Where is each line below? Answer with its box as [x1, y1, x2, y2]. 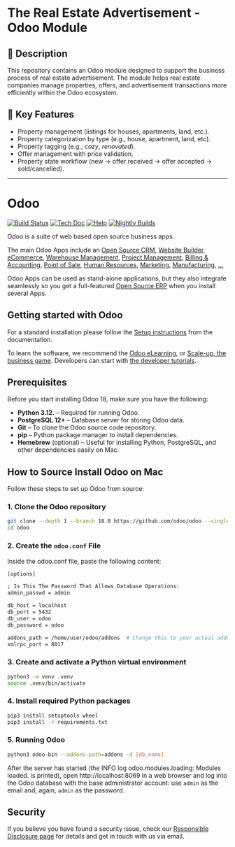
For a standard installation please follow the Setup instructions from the [7, 327, 213, 336]
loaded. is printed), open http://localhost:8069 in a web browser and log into [7, 771, 227, 779]
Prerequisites [7, 376, 67, 388]
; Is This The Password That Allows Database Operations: [7, 583, 180, 590]
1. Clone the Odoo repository [7, 502, 106, 512]
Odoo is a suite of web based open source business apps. [7, 232, 175, 241]
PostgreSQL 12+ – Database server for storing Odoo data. [17, 416, 185, 425]
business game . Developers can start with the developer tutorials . [7, 356, 197, 364]
